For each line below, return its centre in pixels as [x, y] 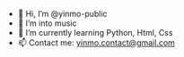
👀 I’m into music [47, 23]
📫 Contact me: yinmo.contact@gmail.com [96, 43]
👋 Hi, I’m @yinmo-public [62, 14]
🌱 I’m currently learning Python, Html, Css [95, 33]
